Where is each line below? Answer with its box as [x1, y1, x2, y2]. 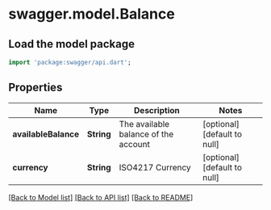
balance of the [119, 128, 174, 140]
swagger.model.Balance [8, 5, 175, 23]
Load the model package [8, 37, 135, 51]
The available [119, 118, 170, 129]
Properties [8, 81, 63, 94]
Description [134, 104, 180, 115]
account [119, 138, 151, 149]
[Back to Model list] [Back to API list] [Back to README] [8, 192, 194, 202]
